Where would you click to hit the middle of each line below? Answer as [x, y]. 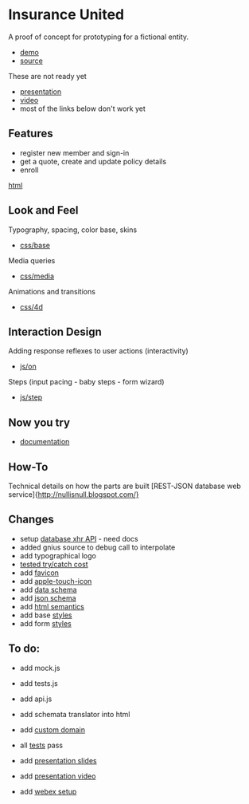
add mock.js [40, 668]
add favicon [39, 573]
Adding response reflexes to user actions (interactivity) [98, 351]
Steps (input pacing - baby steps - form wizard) [86, 382]
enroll [29, 170]
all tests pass [41, 745]
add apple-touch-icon [56, 581]
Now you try [39, 422]
